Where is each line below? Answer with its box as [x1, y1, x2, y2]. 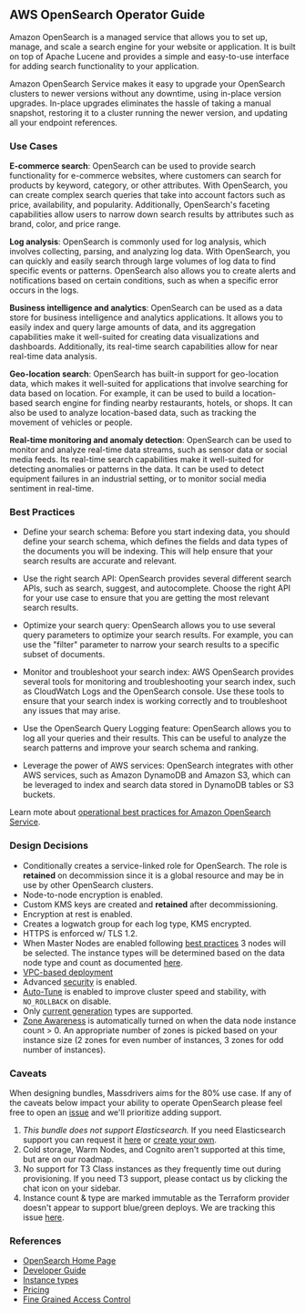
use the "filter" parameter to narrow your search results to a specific [22, 639, 280, 650]
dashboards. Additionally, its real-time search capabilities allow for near [9, 341, 279, 352]
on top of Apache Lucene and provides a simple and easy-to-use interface [9, 50, 290, 62]
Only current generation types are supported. [22, 1005, 194, 1016]
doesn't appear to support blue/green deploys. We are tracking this [22, 1203, 276, 1213]
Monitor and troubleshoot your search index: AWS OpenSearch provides [22, 667, 294, 677]
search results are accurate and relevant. [22, 555, 178, 566]
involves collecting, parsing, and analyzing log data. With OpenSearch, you [9, 246, 291, 257]
